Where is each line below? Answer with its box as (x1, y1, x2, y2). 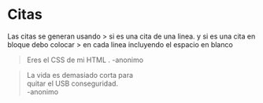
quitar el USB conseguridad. (26, 79, 119, 88)
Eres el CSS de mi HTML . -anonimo (26, 55, 143, 64)
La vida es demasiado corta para (26, 70, 134, 79)
